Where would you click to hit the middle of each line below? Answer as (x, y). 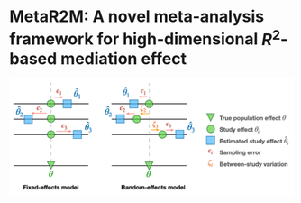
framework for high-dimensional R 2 (145, 37)
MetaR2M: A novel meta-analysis (137, 17)
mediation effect (123, 58)
